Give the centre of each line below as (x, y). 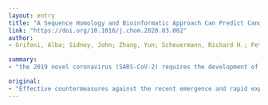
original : (25, 81)
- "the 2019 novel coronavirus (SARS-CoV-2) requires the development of (134, 67)
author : (21, 38)
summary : (23, 60)
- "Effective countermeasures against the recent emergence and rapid (128, 88)
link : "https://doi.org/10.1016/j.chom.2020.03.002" (98, 30)
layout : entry (32, 16)
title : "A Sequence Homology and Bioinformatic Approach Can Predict (126, 23)
